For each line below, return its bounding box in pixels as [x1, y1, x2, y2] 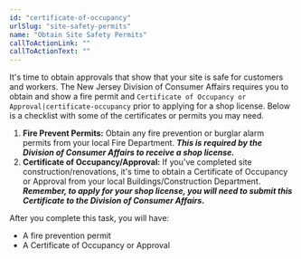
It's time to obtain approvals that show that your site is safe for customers [9, 72, 284, 82]
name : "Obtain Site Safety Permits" [9, 30, 147, 39]
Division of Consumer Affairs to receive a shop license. [22, 147, 235, 158]
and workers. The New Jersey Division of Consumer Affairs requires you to [9, 82, 289, 92]
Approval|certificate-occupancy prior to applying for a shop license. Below [9, 101, 291, 111]
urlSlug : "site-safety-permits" [9, 22, 131, 31]
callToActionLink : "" [9, 38, 91, 48]
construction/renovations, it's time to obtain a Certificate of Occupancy [22, 167, 288, 177]
